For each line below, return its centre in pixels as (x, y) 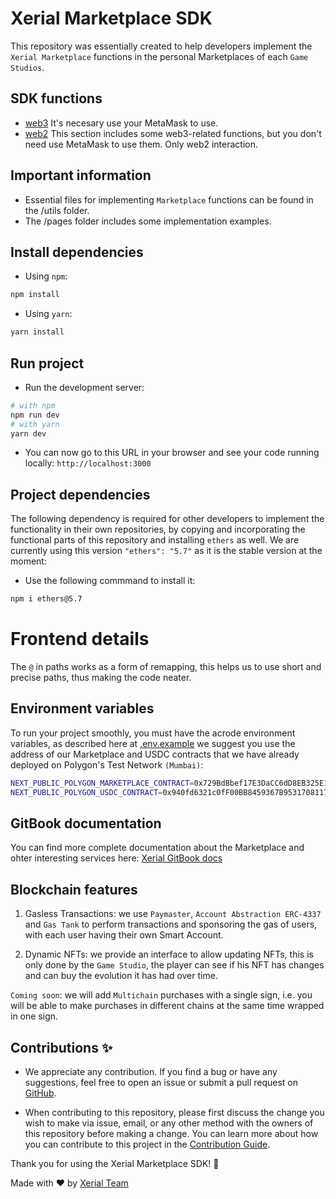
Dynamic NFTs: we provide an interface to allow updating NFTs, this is (169, 954)
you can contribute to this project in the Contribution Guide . (147, 1144)
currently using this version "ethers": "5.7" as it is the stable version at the (166, 551)
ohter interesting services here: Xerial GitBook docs (116, 858)
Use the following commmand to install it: (110, 581)
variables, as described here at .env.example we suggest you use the (153, 743)
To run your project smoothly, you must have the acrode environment (153, 733)
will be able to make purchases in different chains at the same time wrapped (167, 1006)
